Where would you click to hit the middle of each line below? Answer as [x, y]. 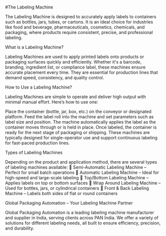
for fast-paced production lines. [38, 143]
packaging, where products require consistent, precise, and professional [79, 32]
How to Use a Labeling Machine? [39, 87]
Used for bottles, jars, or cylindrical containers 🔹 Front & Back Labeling [77, 188]
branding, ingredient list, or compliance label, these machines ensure [75, 67]
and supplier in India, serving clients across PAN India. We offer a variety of [82, 218]
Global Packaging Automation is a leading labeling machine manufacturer [80, 212]
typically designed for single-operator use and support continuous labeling [82, 138]
